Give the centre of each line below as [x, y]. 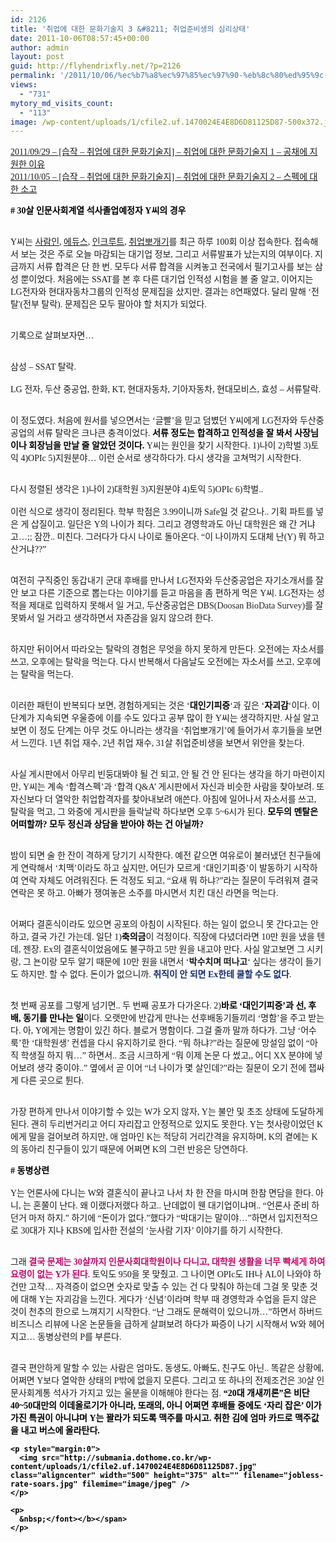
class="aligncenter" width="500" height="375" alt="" [125, 1476]
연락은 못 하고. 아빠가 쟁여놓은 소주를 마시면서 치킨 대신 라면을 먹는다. [144, 893]
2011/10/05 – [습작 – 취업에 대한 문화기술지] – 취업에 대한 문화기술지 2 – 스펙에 [159, 177]
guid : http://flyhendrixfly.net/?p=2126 [96, 66]
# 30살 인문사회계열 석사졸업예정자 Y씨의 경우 [98, 211]
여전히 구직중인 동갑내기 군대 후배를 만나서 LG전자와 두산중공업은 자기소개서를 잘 [167, 581]
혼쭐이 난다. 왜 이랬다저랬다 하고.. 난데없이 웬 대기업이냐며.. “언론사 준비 [171, 1206]
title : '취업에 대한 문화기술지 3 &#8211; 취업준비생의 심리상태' [130, 29]
